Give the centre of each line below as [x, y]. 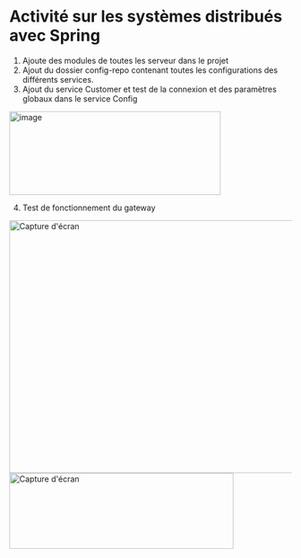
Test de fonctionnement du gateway [89, 208]
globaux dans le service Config [80, 98]
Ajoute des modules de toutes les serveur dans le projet [125, 60]
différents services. [58, 79]
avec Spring [55, 35]
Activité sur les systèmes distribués [146, 17]
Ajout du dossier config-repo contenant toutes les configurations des [150, 70]
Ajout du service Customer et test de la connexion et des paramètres [150, 89]
